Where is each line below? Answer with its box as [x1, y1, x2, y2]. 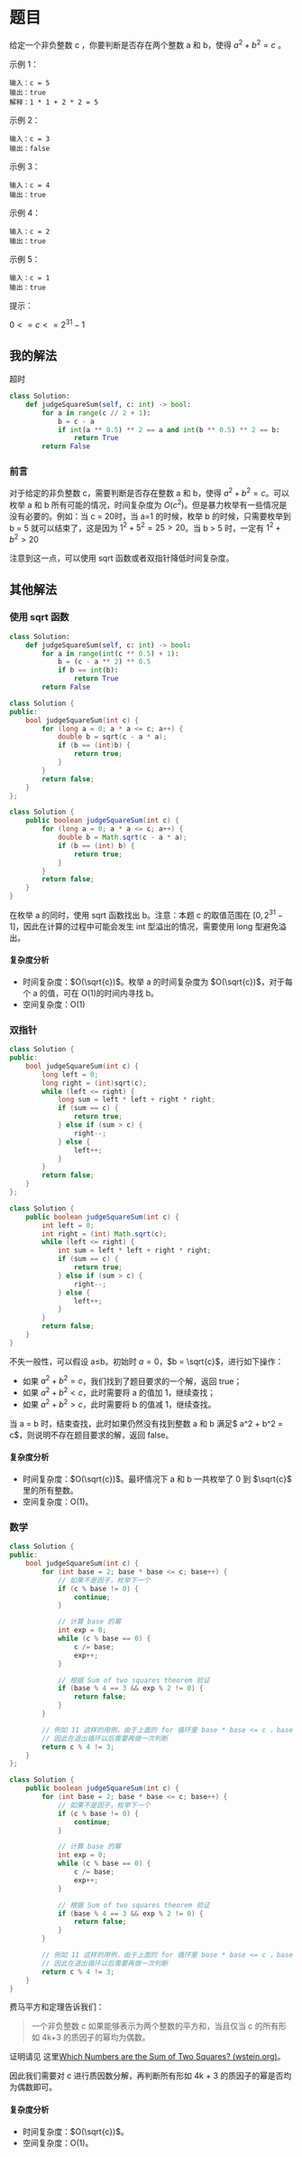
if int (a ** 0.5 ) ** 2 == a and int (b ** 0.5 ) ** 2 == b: [57, 425, 280, 434]
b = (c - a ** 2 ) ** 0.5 [57, 657, 151, 666]
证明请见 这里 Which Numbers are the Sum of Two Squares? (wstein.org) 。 [9, 2051, 286, 2062]
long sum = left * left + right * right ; [57, 1095, 216, 1105]
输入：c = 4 [9, 181, 50, 190]
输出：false [9, 144, 50, 153]
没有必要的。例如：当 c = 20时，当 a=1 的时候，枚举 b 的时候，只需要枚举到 [9, 511, 291, 522]
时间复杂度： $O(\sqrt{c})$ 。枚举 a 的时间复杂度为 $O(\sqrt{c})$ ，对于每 [22, 976, 293, 987]
